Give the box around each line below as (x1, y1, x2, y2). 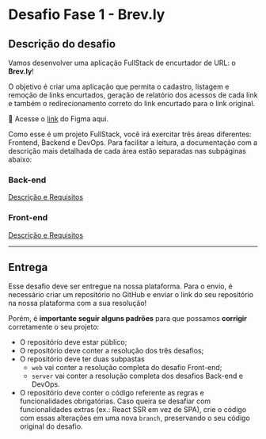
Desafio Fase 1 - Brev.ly (8, 6, 165, 24)
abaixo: (8, 155, 32, 164)
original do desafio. (19, 422, 83, 431)
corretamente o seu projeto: (8, 323, 100, 332)
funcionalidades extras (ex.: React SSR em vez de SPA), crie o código (19, 405, 247, 414)
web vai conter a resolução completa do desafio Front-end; (31, 363, 222, 372)
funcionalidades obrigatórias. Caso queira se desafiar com (19, 396, 211, 406)
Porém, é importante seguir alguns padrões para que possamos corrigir (8, 314, 248, 323)
